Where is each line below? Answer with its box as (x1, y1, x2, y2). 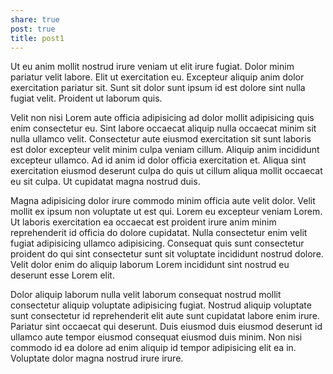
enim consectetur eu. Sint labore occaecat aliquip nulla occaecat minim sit (10, 122, 317, 135)
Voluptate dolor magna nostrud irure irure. (10, 352, 184, 365)
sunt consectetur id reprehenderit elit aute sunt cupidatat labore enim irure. (10, 310, 320, 322)
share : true (10, 14, 60, 25)
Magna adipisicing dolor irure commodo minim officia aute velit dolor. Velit (10, 195, 316, 207)
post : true (10, 24, 56, 34)
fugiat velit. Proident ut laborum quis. (10, 92, 163, 105)
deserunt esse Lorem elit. (10, 269, 115, 281)
